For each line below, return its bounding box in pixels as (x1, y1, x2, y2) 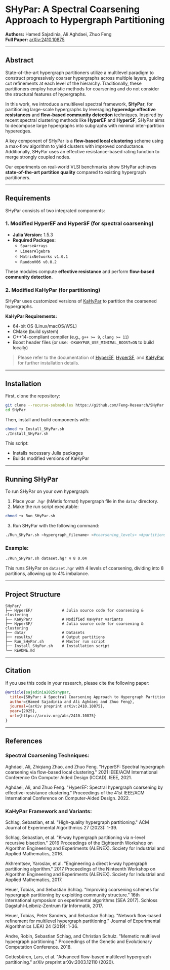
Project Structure (5, 590, 61, 598)
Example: (5, 544, 29, 551)
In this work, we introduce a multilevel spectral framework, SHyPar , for (5, 101, 153, 107)
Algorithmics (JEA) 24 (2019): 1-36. (5, 923, 78, 929)
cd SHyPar (5, 407, 26, 412)
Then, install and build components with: (5, 416, 90, 422)
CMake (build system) (12, 328, 59, 335)
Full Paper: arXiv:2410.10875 (5, 37, 65, 43)
